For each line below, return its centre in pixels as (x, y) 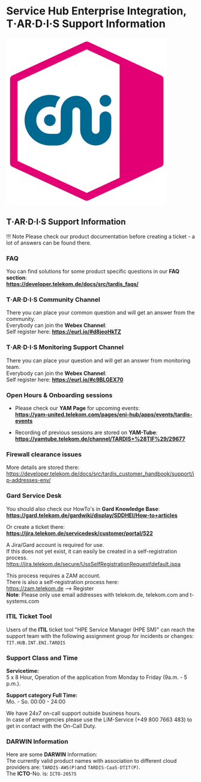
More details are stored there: (43, 467)
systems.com (23, 601)
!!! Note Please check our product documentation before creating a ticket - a (100, 236)
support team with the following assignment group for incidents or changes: (100, 636)
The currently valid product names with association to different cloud (91, 761)
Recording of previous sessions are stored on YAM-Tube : (86, 432)
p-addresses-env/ (28, 480)
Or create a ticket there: (35, 527)
